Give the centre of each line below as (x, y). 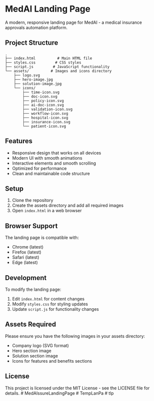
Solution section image (35, 356)
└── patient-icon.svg (44, 126)
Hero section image (32, 351)
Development (26, 278)
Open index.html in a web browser (47, 211)
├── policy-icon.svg (43, 100)
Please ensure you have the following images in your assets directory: (75, 336)
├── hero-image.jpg (34, 79)
